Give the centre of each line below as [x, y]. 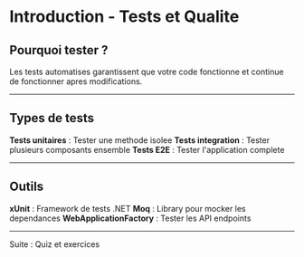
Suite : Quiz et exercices [55, 244]
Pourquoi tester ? [59, 50]
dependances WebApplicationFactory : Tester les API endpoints [130, 218]
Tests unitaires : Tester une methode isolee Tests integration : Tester [139, 140]
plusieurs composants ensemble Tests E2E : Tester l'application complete [147, 149]
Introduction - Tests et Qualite [124, 17]
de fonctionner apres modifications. [76, 81]
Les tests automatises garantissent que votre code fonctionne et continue [147, 71]
